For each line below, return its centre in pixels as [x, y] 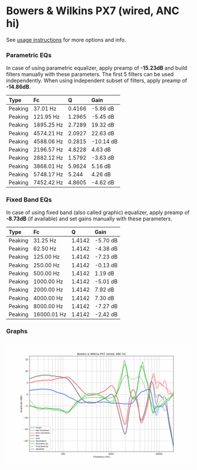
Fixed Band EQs [29, 199]
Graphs [17, 331]
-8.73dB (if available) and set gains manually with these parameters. [89, 219]
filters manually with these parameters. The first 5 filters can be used [90, 74]
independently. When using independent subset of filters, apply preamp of [97, 80]
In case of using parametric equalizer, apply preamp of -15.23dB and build [97, 68]
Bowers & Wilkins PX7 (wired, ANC [93, 11]
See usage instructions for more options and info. [66, 40]
